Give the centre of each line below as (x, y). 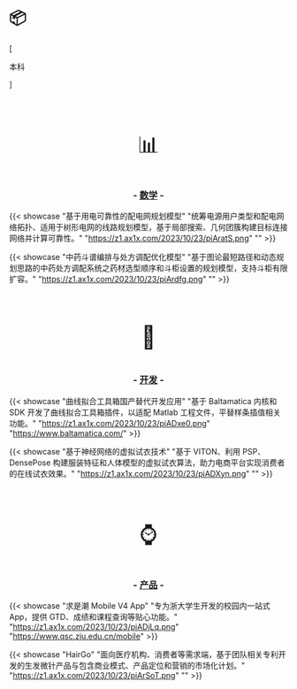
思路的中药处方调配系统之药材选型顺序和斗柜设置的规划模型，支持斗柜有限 (152, 268)
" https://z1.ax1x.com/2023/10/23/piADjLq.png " (94, 627)
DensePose (30, 463)
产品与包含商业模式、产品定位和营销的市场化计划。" (150, 666)
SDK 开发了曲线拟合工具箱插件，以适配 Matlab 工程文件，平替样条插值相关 (145, 412)
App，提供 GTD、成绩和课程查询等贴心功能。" (94, 617)
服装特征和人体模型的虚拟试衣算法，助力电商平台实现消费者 (176, 463)
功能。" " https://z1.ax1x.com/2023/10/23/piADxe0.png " (110, 423)
